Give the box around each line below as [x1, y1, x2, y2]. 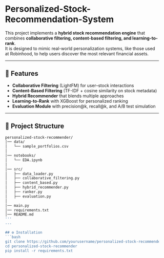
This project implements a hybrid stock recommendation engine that [5, 30, 145, 36]
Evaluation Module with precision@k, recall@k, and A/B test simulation [12, 103, 156, 109]
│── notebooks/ [5, 153, 36, 158]
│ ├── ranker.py [5, 190, 42, 194]
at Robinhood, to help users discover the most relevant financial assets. [5, 50, 149, 57]
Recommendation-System [5, 14, 114, 25]
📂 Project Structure [5, 122, 64, 130]
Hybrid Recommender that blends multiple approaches [12, 93, 124, 99]
